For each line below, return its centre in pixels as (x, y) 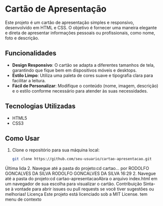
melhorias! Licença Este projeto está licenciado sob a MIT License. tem (76, 194)
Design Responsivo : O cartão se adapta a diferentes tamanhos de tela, (83, 65)
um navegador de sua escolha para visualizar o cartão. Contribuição (73, 184)
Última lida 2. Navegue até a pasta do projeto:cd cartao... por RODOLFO (77, 169)
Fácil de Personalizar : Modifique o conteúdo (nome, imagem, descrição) (85, 86)
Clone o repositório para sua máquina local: (56, 150)
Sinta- (149, 184)
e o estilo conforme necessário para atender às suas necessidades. (80, 91)
